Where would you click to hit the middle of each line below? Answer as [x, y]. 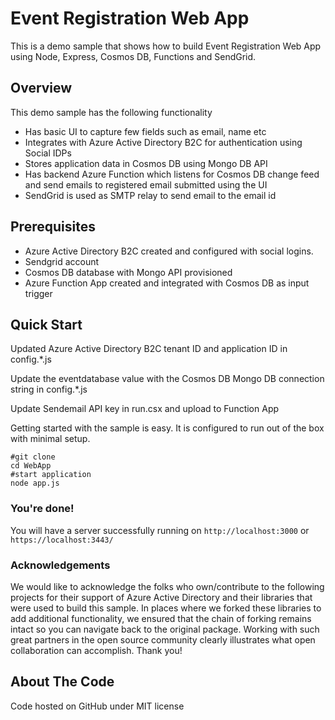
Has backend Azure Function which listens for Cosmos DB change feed [172, 174]
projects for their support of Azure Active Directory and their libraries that [161, 597]
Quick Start [46, 324]
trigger [38, 293]
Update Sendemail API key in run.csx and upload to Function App [145, 409]
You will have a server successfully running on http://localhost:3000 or [160, 530]
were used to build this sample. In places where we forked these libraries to [166, 608]
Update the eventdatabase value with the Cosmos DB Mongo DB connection [167, 379]
